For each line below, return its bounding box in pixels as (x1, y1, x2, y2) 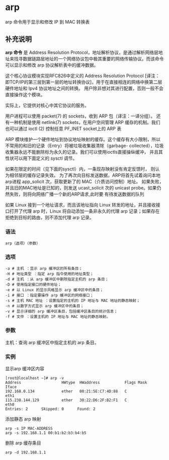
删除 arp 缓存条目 (5, 440, 41, 446)
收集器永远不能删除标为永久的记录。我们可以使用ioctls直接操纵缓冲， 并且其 (5, 149, 163, 155)
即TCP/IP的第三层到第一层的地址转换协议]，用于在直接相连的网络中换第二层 (5, 79, 162, 85)
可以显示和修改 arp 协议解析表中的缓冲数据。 (5, 62, 99, 68)
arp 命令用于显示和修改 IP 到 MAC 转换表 (5, 19, 90, 25)
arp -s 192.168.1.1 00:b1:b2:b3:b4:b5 (5, 430, 87, 435)
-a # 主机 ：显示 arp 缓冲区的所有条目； (5, 266, 83, 271)
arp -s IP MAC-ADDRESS (5, 426, 53, 431)
